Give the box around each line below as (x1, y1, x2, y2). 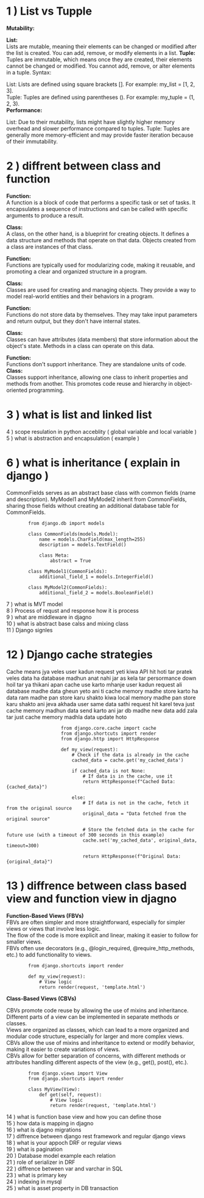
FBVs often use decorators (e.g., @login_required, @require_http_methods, (6, 944, 195, 951)
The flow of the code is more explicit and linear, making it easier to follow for (6, 931, 199, 939)
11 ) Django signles (6, 626, 53, 633)
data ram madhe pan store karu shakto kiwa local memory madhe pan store (6, 694, 196, 701)
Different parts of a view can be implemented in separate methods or (6, 1013, 180, 1020)
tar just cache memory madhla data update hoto (6, 713, 127, 721)
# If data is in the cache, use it (82, 773, 173, 779)
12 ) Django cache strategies (6, 648, 153, 662)
